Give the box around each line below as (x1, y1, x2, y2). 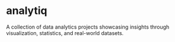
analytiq (6, 4, 47, 17)
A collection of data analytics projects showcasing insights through (6, 23, 170, 30)
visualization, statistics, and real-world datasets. (6, 29, 124, 36)
